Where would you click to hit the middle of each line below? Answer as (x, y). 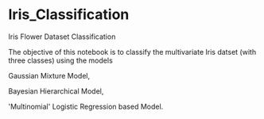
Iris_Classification (69, 15)
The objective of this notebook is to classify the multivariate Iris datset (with (132, 52)
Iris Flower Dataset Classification (62, 36)
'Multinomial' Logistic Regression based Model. (86, 106)
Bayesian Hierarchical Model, (56, 91)
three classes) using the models (60, 60)
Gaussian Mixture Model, (49, 75)
